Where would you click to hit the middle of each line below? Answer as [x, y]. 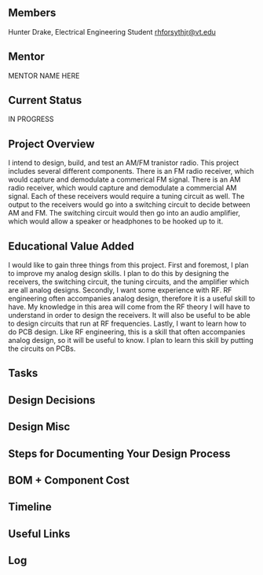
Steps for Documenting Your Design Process [119, 453]
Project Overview [51, 144]
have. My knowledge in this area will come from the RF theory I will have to [129, 307]
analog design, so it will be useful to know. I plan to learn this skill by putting [131, 341]
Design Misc [39, 427]
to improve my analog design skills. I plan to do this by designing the [119, 274]
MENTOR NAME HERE [44, 76]
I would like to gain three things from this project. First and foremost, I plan [128, 265]
